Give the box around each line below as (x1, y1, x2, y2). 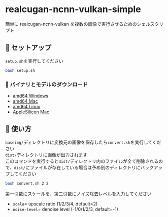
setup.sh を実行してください (5, 58, 63, 64)
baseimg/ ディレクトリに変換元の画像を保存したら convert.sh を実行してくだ (5, 139, 161, 145)
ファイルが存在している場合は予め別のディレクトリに (29, 164, 141, 170)
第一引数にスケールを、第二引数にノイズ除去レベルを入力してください (5, 191, 152, 197)
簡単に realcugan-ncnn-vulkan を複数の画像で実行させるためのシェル (5, 21, 151, 27)
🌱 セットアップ (5, 44, 52, 52)
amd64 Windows (12, 93, 49, 99)
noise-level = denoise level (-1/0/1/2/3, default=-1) (12, 206, 118, 212)
